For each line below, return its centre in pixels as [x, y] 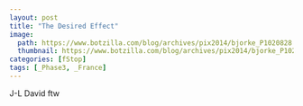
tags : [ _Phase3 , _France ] [58, 68]
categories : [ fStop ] [48, 59]
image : [22, 34]
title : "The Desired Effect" [64, 26]
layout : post [34, 18]
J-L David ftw [35, 93]
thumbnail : [38, 51]
